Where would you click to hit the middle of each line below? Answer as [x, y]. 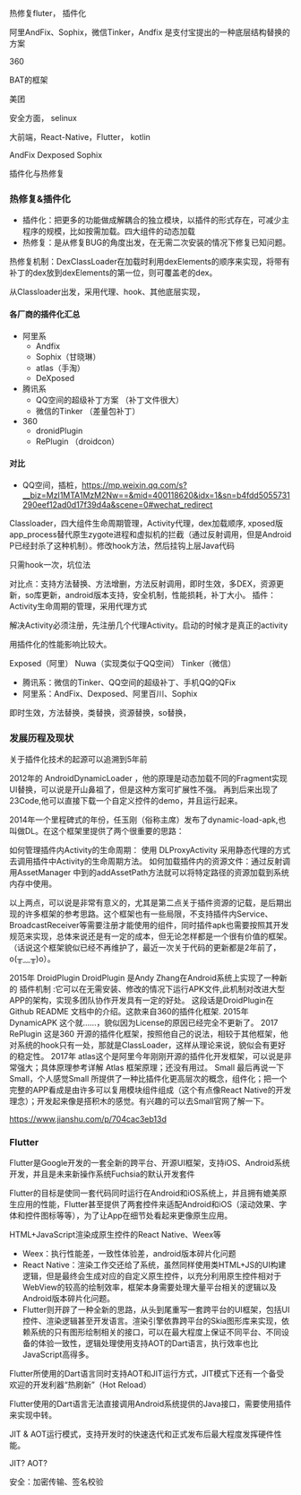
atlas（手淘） [60, 368]
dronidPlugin [59, 430]
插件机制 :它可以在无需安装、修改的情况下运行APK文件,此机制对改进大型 [152, 989]
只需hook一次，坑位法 [50, 564]
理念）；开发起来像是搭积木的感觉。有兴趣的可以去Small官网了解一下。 [139, 1101]
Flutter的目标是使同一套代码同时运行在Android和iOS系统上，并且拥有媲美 [144, 1193]
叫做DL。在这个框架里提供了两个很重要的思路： [97, 831]
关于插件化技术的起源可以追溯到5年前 [78, 759]
